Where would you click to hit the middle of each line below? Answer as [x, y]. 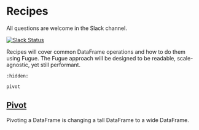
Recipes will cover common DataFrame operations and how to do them [96, 52]
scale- [185, 58]
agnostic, [18, 65]
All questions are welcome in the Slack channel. [67, 28]
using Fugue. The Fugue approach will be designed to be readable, [91, 58]
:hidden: [18, 76]
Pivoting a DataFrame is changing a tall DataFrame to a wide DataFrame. [98, 120]
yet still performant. [56, 65]
